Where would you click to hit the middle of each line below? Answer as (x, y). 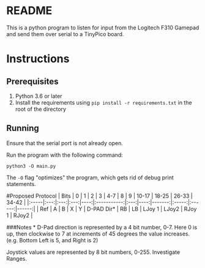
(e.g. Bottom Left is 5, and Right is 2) (52, 240)
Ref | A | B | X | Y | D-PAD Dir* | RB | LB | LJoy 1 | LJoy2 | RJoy (118, 209)
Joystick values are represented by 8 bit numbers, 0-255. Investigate (93, 252)
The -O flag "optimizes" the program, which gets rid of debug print (90, 177)
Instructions (38, 59)
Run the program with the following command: (65, 155)
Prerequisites (32, 81)
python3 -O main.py (31, 166)
